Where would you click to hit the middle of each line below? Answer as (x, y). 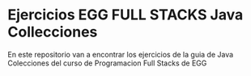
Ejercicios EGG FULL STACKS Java (125, 15)
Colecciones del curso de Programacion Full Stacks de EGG (107, 63)
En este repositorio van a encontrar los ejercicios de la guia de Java (121, 54)
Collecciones (53, 32)
